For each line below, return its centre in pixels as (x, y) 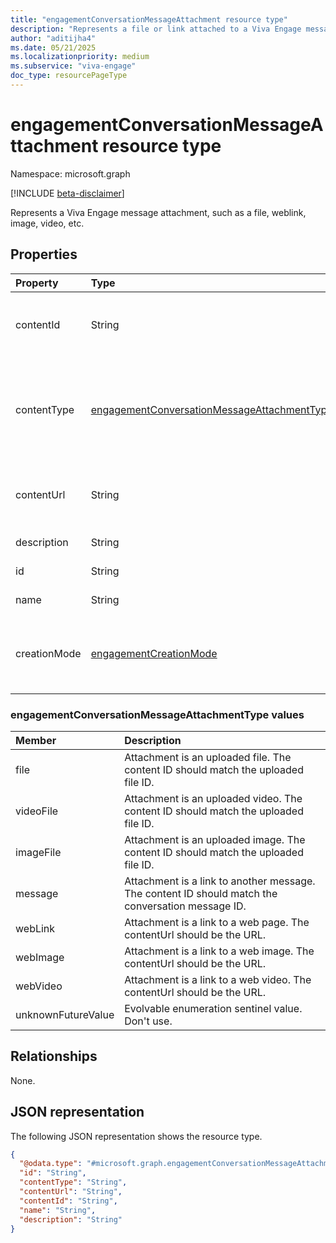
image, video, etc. (47, 223)
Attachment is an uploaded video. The (213, 798)
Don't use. (148, 1021)
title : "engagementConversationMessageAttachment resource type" (149, 19)
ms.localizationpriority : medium (80, 57)
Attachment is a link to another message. (220, 881)
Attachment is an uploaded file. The (208, 757)
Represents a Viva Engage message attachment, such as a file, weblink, (158, 212)
